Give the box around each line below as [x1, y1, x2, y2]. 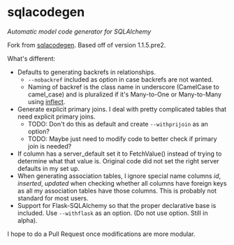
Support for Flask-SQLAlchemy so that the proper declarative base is [17, 201, 217, 209]
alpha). [17, 216, 38, 224]
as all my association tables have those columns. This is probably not [17, 186, 217, 195]
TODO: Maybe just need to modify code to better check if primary [27, 134, 218, 143]
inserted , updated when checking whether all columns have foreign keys [17, 179, 227, 187]
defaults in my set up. [17, 164, 80, 172]
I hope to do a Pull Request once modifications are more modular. [7, 230, 196, 238]
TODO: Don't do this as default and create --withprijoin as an [27, 119, 208, 128]
